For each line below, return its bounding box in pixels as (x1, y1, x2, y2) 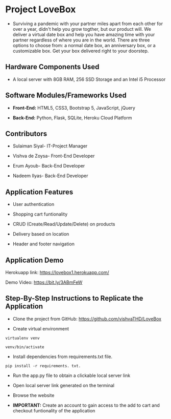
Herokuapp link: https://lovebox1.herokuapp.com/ (5, 269, 110, 275)
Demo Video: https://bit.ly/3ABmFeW (5, 279, 83, 285)
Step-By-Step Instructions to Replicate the (5, 294, 143, 303)
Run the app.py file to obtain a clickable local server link (12, 372, 131, 379)
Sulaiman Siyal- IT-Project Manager (12, 143, 88, 149)
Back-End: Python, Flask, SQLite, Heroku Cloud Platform (12, 114, 132, 121)
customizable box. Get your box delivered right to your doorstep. (12, 48, 149, 54)
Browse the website (12, 392, 55, 398)
